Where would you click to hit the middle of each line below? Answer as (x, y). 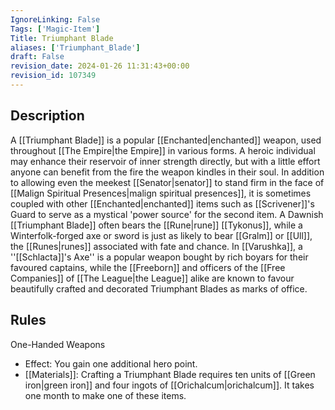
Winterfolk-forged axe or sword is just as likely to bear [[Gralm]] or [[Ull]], (161, 235)
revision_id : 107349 (53, 76)
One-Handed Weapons (58, 344)
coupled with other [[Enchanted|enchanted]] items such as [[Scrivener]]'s (162, 203)
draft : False (37, 57)
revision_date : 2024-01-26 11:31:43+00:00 (100, 66)
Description (47, 116)
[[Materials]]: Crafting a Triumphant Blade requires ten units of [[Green (170, 374)
